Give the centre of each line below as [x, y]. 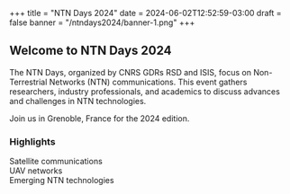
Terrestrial [28, 82]
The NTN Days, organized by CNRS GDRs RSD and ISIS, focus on [131, 72]
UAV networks [36, 171]
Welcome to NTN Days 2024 [91, 51]
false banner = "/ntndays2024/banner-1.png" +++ [102, 22]
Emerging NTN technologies [62, 181]
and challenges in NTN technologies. [78, 101]
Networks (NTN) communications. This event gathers [148, 82]
